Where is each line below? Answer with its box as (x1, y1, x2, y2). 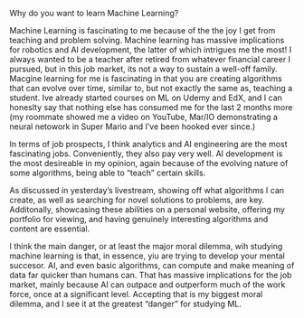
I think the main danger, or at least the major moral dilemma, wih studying (9, 241, 283, 251)
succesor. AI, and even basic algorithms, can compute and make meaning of (9, 260, 295, 270)
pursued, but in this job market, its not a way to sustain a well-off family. (9, 63, 278, 74)
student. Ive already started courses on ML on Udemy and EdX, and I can (9, 92, 283, 103)
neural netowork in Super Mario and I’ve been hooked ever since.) (9, 121, 256, 132)
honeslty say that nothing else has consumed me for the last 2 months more (9, 102, 293, 112)
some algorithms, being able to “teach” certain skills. (9, 167, 206, 178)
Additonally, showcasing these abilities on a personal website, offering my (9, 204, 285, 215)
